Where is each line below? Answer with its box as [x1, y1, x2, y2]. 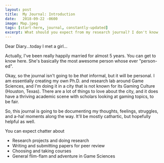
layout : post [5, 7, 32, 12]
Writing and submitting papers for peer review [12, 143, 105, 148]
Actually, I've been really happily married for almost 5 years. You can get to [5, 53, 156, 59]
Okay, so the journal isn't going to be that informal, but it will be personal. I [5, 73, 155, 78]
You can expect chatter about [5, 128, 65, 134]
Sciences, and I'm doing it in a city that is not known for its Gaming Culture [5, 83, 155, 89]
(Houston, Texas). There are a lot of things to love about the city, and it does [5, 89, 159, 94]
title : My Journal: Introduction [5, 12, 76, 17]
